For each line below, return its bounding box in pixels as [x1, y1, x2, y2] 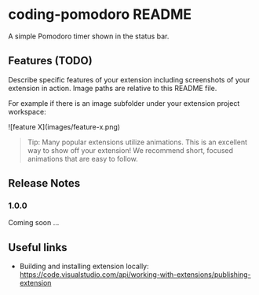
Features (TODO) [8, 54, 93, 67]
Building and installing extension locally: [19, 261, 149, 271]
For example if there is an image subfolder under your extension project [8, 98, 240, 107]
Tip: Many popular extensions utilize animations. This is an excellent [27, 137, 248, 147]
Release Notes [8, 177, 81, 190]
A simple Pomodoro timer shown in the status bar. [8, 31, 170, 41]
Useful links [8, 241, 68, 254]
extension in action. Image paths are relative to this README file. [8, 83, 217, 93]
